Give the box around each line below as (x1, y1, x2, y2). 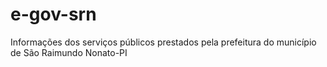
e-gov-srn (10, 3, 97, 26)
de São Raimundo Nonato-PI (10, 46, 128, 58)
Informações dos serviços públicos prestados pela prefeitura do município (10, 36, 317, 48)
